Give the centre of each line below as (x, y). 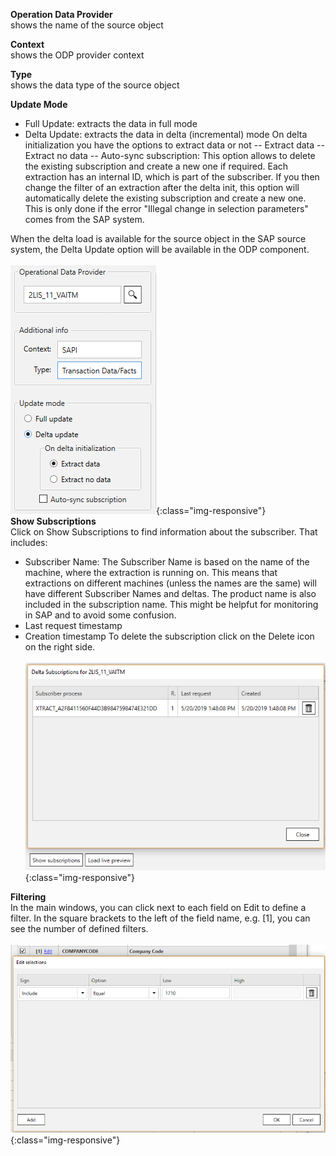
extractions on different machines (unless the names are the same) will (170, 583)
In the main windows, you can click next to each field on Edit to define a (158, 907)
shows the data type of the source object (95, 85)
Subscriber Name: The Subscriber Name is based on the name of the (167, 562)
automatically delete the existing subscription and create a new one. (165, 198)
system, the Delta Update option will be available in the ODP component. (160, 249)
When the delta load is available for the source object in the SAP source (158, 238)
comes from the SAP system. (84, 219)
